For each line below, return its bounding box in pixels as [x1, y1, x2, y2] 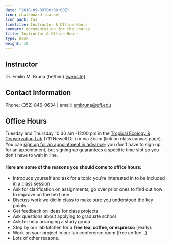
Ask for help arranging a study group [12, 219, 91, 225]
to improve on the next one [12, 192, 70, 198]
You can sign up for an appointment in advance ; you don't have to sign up [5, 141, 161, 148]
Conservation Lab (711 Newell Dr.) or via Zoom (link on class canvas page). [5, 136, 162, 142]
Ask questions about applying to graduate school [12, 213, 116, 219]
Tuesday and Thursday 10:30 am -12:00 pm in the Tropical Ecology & [5, 130, 151, 136]
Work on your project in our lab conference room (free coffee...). [12, 230, 149, 236]
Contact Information [5, 88, 71, 97]
